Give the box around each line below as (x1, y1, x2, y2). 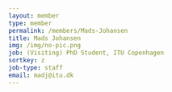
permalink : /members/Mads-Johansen (8, 26, 128, 34)
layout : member (8, 11, 60, 20)
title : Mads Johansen (8, 34, 82, 42)
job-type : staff (8, 64, 63, 72)
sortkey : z (8, 57, 45, 65)
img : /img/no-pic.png (8, 42, 82, 50)
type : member (8, 19, 52, 27)
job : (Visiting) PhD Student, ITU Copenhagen (8, 49, 164, 57)
